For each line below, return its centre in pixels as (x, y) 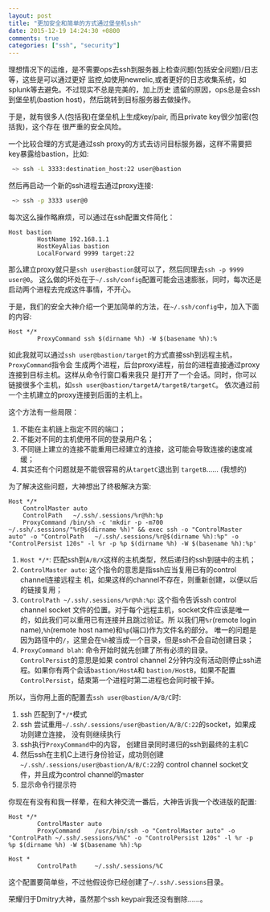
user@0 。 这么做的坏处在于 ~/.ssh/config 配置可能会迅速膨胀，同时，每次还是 (135, 279)
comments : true (34, 38)
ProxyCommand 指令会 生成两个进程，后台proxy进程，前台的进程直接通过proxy (134, 364)
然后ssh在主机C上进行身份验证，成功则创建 (92, 754)
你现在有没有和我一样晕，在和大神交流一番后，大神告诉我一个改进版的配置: (133, 801)
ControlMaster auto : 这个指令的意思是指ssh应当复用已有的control (128, 569)
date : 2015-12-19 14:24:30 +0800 (64, 31)
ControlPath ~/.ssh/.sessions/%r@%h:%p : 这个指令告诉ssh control (128, 599)
